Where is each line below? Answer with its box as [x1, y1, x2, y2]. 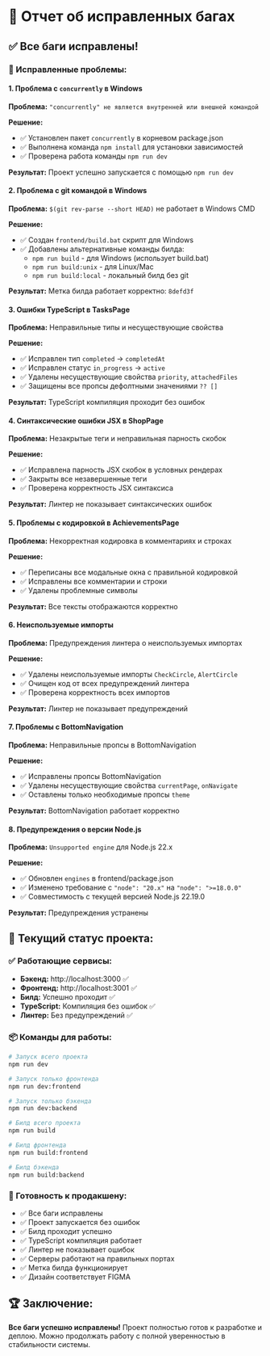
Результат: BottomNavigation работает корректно [8, 806, 180, 815]
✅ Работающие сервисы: [8, 955, 113, 966]
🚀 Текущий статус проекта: [8, 931, 154, 945]
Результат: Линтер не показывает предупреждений [8, 703, 188, 714]
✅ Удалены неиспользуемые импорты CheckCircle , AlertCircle [19, 669, 238, 679]
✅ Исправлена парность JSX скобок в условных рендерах [19, 465, 223, 475]
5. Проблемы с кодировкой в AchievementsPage [8, 517, 180, 528]
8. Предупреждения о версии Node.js [8, 824, 142, 834]
